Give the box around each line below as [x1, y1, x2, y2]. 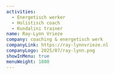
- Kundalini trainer [11, 25, 63, 32]
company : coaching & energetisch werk [6, 36, 103, 42]
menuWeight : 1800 [6, 58, 50, 64]
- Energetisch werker [11, 14, 66, 20]
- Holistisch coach [11, 20, 61, 26]
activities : [6, 8, 36, 15]
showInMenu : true [6, 53, 50, 59]
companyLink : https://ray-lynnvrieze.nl [6, 42, 109, 48]
